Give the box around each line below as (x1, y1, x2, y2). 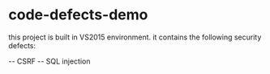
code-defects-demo (8, 6, 148, 24)
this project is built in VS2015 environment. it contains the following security (8, 32, 262, 42)
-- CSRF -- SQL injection (8, 56, 91, 66)
